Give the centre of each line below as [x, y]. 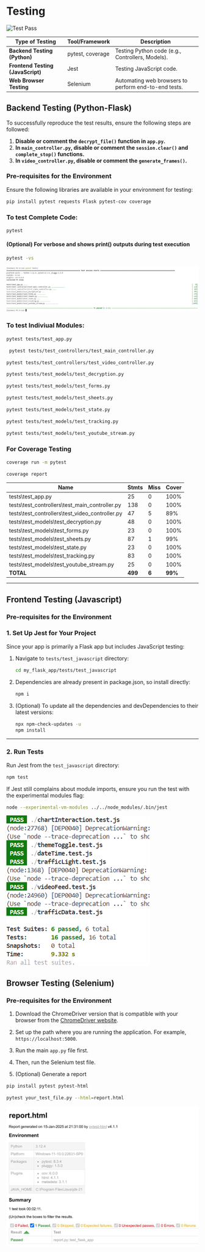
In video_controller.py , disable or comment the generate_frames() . [101, 161]
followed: [18, 129]
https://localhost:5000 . [46, 1039]
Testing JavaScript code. [146, 69]
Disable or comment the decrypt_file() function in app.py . [90, 141]
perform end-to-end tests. [149, 87]
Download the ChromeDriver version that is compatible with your [97, 1014]
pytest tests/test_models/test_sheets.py [60, 398]
